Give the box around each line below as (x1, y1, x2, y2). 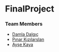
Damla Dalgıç (12, 31, 39, 37)
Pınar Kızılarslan (12, 37, 44, 42)
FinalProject (5, 3, 55, 14)
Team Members (5, 21, 43, 27)
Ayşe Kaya (12, 42, 33, 48)
